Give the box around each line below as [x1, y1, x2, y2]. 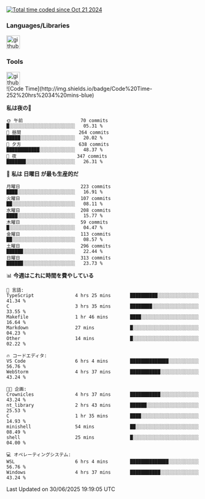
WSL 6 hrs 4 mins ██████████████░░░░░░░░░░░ [6, 458, 199, 465]
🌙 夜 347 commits [6, 153, 107, 159]
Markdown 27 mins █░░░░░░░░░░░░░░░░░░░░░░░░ [6, 325, 199, 331]
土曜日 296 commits [6, 242, 111, 249]
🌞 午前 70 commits [6, 117, 109, 123]
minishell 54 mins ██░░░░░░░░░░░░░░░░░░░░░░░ [6, 424, 199, 430]
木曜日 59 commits [6, 219, 109, 225]
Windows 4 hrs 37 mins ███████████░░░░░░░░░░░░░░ [6, 469, 199, 475]
